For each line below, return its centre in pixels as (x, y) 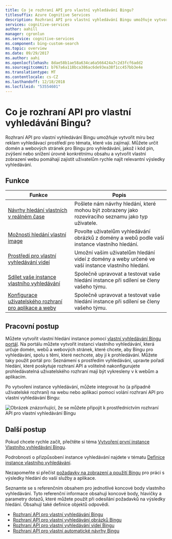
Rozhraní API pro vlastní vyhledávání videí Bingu (63, 525)
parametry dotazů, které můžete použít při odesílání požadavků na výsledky (85, 499)
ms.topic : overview (26, 48)
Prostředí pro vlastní (32, 256)
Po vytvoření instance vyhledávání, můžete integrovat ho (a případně (78, 387)
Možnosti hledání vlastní (37, 235)
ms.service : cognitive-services (40, 39)
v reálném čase (26, 217)
